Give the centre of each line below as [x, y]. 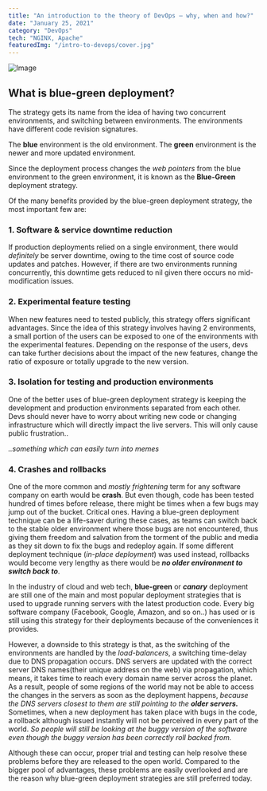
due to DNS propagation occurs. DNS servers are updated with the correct [130, 661]
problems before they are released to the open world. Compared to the [124, 762]
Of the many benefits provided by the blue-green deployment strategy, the [130, 201]
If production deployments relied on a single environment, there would [123, 247]
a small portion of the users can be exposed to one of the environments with [133, 336]
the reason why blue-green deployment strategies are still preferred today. [130, 778]
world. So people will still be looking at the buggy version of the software [128, 729]
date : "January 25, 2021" [51, 23]
